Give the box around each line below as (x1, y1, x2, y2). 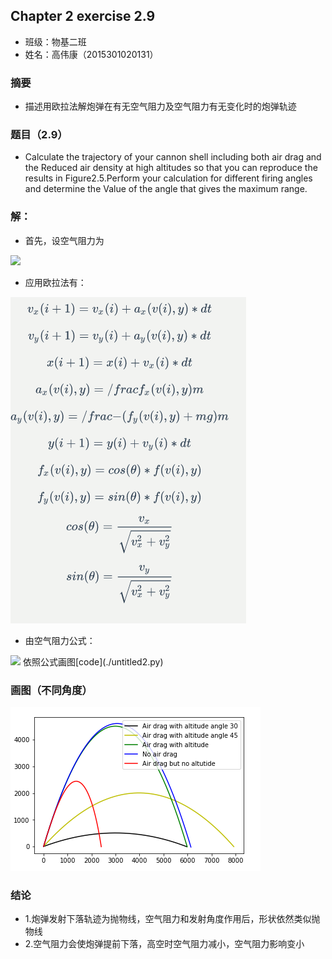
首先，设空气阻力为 (24, 234, 105, 246)
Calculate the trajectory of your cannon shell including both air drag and (24, 151, 322, 163)
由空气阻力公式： (24, 634, 96, 646)
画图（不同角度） (10, 683, 93, 697)
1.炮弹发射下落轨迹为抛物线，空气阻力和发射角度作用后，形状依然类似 (24, 913, 312, 925)
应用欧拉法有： (24, 276, 87, 288)
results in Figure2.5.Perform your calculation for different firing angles (24, 172, 313, 184)
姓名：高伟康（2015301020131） (24, 48, 159, 60)
